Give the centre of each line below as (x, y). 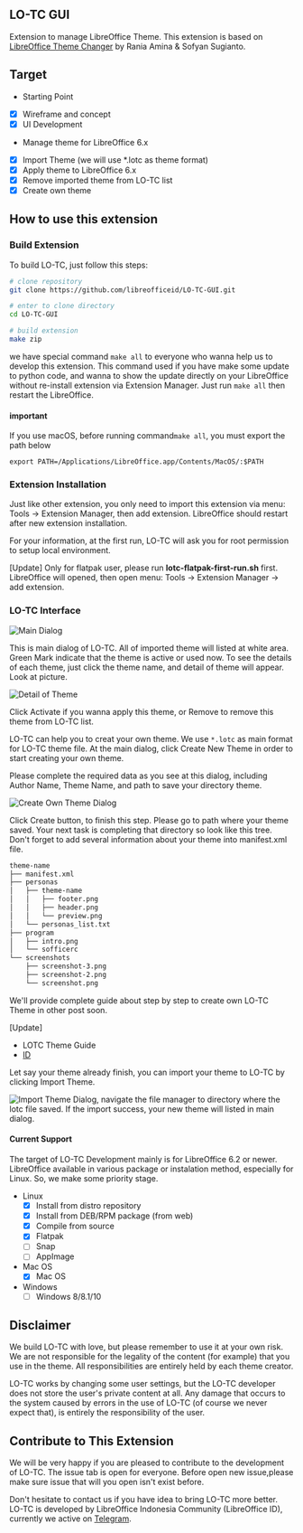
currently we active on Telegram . (71, 1519)
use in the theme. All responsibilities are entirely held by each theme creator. (151, 1366)
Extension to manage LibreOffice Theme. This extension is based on (136, 36)
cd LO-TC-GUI (34, 315)
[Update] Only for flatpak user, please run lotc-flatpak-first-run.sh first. (143, 568)
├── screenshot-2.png (66, 975)
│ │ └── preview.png (56, 916)
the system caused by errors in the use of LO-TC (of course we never (138, 1403)
